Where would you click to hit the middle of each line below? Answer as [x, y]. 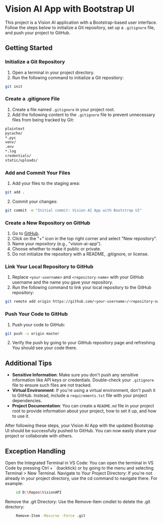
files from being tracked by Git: [43, 119]
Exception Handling [35, 451]
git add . [15, 192]
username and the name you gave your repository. [62, 282]
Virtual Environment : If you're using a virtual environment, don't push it [84, 390]
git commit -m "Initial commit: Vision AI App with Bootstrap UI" [73, 210]
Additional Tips [29, 363]
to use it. [21, 416]
